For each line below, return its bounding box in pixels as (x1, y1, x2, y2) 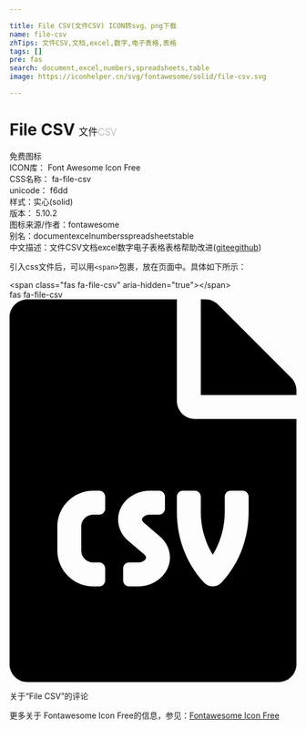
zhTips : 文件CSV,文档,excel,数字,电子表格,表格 (9, 38, 178, 47)
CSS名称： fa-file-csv (9, 173, 92, 184)
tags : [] (9, 46, 43, 56)
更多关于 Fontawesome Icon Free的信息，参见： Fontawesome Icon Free (9, 710, 280, 721)
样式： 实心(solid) (9, 196, 74, 207)
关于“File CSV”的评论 (9, 690, 89, 702)
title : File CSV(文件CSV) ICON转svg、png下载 (9, 21, 178, 30)
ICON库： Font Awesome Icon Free (9, 161, 141, 173)
